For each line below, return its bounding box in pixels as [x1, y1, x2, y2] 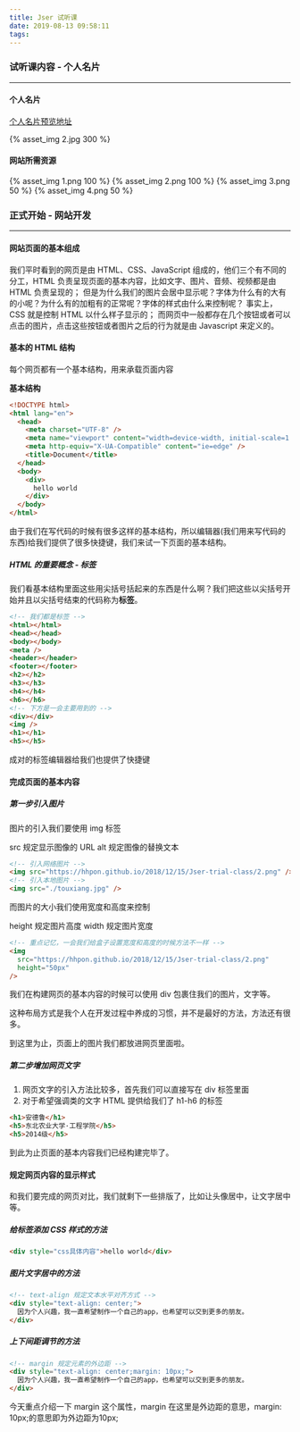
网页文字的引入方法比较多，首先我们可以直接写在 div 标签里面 [21, 1084, 250, 1095]
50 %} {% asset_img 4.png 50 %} [9, 185, 134, 197]
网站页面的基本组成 [9, 242, 80, 253]
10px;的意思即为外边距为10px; [9, 1412, 119, 1423]
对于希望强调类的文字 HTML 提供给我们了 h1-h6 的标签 [21, 1095, 223, 1106]
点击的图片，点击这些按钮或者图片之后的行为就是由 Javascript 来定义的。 [9, 320, 279, 331]
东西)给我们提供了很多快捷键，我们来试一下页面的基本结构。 [9, 537, 232, 548]
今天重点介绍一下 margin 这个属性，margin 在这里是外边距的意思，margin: [9, 1402, 283, 1412]
